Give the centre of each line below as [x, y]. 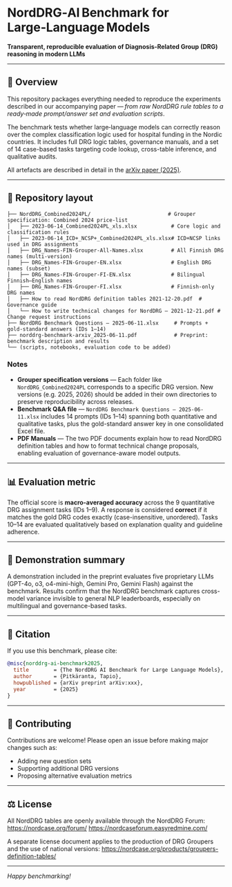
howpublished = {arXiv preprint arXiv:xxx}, [78, 683]
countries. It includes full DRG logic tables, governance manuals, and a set [113, 141]
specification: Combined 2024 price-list [68, 220]
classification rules [38, 232]
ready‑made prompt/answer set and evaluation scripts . [86, 113]
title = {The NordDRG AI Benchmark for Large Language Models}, [119, 670]
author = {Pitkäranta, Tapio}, [68, 677]
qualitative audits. [32, 156]
